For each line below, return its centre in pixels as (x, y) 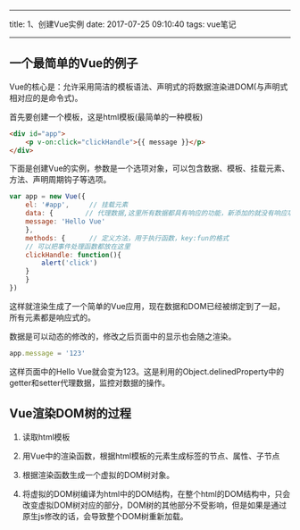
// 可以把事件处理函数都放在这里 (78, 247)
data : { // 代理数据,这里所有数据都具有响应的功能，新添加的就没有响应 (156, 214)
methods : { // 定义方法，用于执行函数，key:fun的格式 (127, 238)
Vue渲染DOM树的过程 (71, 413)
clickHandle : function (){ (74, 255)
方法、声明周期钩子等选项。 (60, 180)
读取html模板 (46, 437)
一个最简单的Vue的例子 (74, 63)
